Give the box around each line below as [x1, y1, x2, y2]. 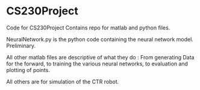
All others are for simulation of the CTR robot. [6, 78, 119, 85]
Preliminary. [6, 42, 36, 49]
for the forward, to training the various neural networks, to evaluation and [6, 60, 189, 67]
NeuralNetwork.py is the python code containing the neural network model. [6, 35, 194, 43]
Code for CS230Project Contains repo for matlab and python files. [6, 24, 170, 31]
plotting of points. [6, 66, 50, 73]
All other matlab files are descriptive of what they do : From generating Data [6, 53, 195, 61]
